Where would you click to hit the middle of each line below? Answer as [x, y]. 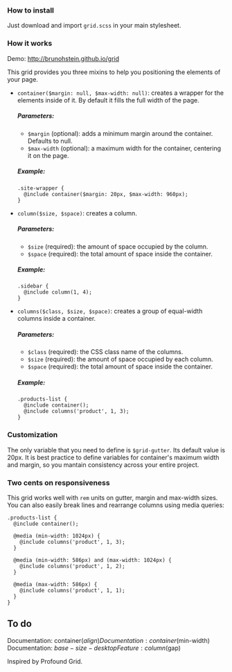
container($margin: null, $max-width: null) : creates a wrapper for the [120, 93]
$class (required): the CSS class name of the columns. [105, 352]
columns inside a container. [56, 319]
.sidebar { [33, 286]
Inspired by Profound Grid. [45, 661]
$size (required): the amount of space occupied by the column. [118, 246]
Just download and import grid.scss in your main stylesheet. [94, 26]
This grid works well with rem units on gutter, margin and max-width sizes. [113, 498]
